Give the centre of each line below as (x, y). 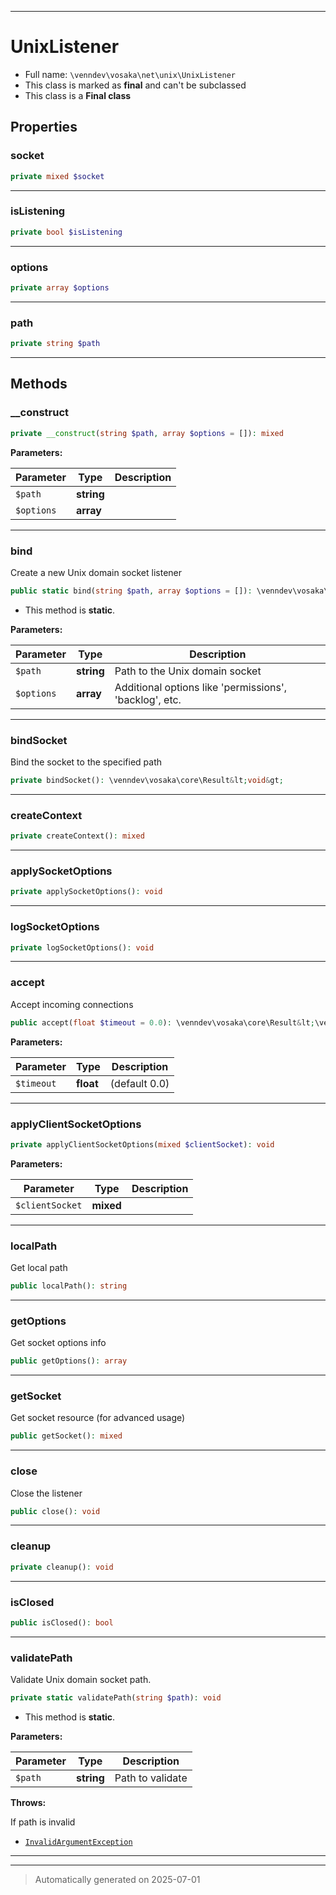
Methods (39, 384)
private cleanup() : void (62, 1567)
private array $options (60, 287)
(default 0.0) (139, 1083)
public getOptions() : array (69, 1361)
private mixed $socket (57, 176)
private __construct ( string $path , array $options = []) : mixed (147, 433)
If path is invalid (43, 1822)
